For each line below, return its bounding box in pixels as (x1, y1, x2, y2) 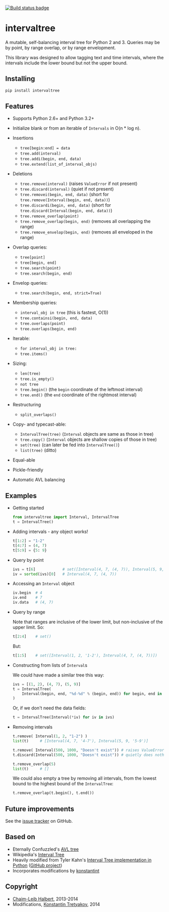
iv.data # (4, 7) (12, 600, 54, 605)
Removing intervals (12, 724, 53, 730)
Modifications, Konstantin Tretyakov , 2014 (12, 901, 100, 907)
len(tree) (20, 371, 41, 376)
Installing (5, 74, 35, 83)
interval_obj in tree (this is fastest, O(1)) (20, 310, 108, 316)
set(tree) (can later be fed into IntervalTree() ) (20, 442, 120, 448)
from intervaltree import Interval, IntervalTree (12, 515, 120, 520)
